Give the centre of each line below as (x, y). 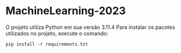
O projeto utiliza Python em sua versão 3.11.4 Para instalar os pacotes (90, 27)
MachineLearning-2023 (66, 11)
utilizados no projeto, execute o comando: (57, 33)
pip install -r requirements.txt (47, 44)
